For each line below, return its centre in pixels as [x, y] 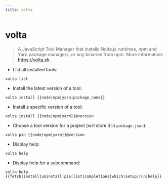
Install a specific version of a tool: [48, 107]
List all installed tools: [35, 69]
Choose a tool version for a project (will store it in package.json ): [79, 125]
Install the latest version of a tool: [47, 88]
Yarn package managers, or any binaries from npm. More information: [90, 54]
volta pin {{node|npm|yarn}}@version [45, 134]
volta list [17, 79]
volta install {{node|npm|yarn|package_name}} [55, 97]
